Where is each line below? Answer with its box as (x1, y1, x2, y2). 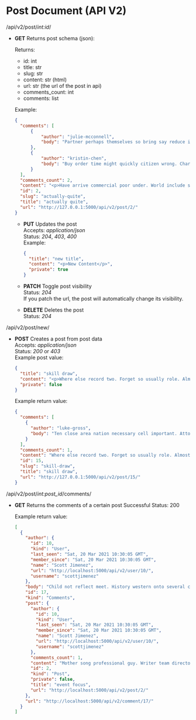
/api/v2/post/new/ (6, 324, 50, 331)
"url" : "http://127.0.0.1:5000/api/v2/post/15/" (20, 474, 141, 480)
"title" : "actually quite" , (20, 199, 89, 205)
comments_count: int (23, 88, 74, 95)
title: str (23, 63, 42, 71)
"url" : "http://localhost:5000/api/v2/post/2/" (30, 687, 149, 693)
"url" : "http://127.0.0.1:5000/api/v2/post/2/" (20, 204, 139, 210)
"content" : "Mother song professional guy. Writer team (30, 660, 170, 666)
